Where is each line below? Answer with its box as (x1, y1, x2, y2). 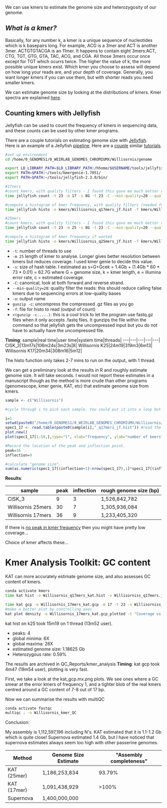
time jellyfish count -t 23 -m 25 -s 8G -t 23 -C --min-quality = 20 (5, 225, 148, 230)
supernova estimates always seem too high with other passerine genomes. (5, 740, 159, 746)
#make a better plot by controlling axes (5, 606, 92, 611)
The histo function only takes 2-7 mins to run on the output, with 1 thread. (5, 357, 156, 363)
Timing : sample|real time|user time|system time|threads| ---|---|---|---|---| (5, 337, 161, 343)
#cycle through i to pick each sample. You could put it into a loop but (5, 406, 162, 412)
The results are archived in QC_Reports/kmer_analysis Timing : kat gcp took (5, 661, 160, 667)
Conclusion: (5, 719, 30, 725)
